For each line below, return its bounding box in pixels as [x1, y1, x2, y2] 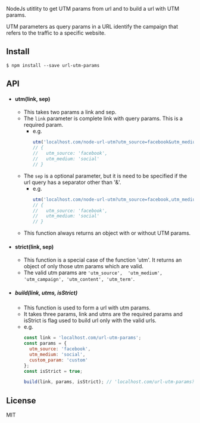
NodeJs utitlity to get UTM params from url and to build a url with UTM [6, 5, 180, 12]
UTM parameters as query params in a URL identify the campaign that [6, 23, 179, 30]
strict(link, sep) [14, 243, 54, 250]
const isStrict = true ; [23, 368, 83, 374]
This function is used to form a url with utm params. [23, 304, 151, 311]
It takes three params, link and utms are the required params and [23, 311, 183, 318]
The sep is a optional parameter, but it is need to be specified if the [23, 172, 187, 179]
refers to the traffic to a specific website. [6, 29, 106, 36]
